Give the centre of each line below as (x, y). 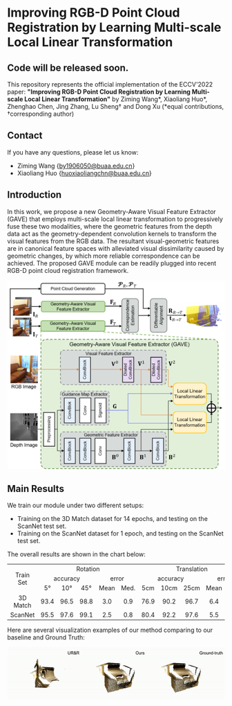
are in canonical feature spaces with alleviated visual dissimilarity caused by (116, 248)
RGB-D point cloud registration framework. (68, 270)
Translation (192, 569)
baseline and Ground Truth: (46, 637)
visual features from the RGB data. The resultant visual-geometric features (113, 241)
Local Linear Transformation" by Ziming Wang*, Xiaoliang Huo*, (116, 99)
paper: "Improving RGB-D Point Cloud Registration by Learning (99, 92)
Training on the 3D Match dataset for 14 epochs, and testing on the (113, 519)
